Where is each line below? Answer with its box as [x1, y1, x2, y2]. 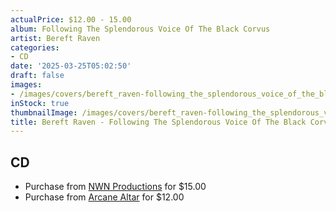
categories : [10, 42, 60, 53]
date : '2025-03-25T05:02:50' [10, 61, 132, 71]
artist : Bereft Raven [10, 33, 101, 43]
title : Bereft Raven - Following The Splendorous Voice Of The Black [10, 117, 307, 127]
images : [10, 80, 43, 90]
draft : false [10, 71, 65, 81]
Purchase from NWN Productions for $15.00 [24, 181, 207, 193]
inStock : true [10, 98, 70, 108]
